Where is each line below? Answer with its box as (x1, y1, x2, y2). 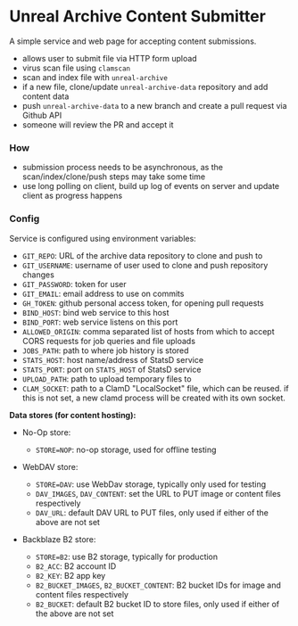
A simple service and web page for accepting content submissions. (9, 36, 257, 46)
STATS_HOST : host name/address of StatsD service (21, 354, 203, 365)
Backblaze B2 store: (21, 533, 96, 545)
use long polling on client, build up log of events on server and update (21, 181, 280, 192)
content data (21, 91, 70, 102)
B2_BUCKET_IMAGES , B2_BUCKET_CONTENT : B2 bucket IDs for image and (35, 580, 281, 590)
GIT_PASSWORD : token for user (21, 278, 127, 289)
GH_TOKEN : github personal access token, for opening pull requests (21, 297, 265, 309)
